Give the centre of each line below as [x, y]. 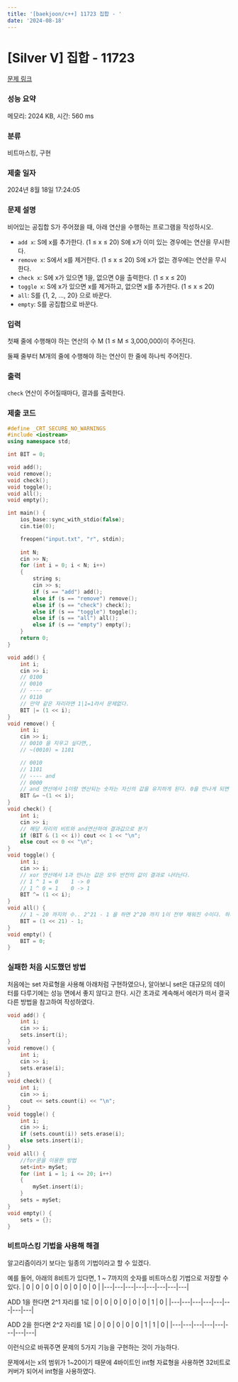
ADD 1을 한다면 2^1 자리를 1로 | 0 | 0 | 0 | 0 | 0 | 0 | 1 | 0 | [87, 1302]
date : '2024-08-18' [36, 21]
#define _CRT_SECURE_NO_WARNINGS [57, 428]
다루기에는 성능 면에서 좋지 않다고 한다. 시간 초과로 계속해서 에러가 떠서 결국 [125, 993]
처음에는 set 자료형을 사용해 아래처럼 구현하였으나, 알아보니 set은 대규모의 [110, 984]
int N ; [30, 552]
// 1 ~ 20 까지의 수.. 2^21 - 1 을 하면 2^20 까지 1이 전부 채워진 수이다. [121, 915]
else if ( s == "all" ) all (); [76, 619]
